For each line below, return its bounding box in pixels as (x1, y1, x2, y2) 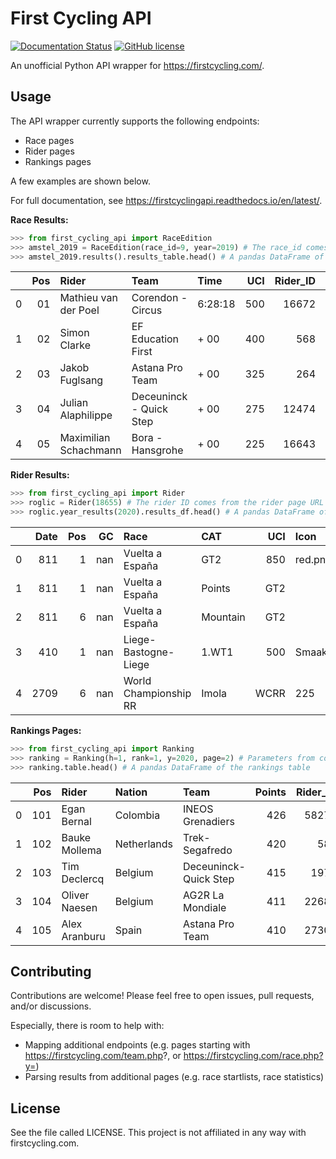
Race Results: (10, 213, 69, 226)
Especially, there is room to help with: (10, 1020, 165, 1032)
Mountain (201, 610, 246, 624)
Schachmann (59, 443, 122, 457)
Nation (114, 785, 148, 799)
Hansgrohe (131, 443, 184, 457)
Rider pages (24, 145, 75, 157)
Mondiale (182, 900, 227, 914)
